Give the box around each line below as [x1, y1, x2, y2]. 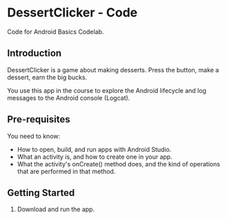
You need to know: [7, 132, 61, 140]
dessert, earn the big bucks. [7, 73, 88, 81]
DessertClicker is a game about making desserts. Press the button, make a [7, 65, 219, 74]
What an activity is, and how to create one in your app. [17, 153, 172, 161]
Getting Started [7, 187, 75, 199]
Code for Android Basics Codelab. [7, 27, 104, 36]
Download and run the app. [17, 205, 95, 214]
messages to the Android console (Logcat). [7, 93, 130, 102]
